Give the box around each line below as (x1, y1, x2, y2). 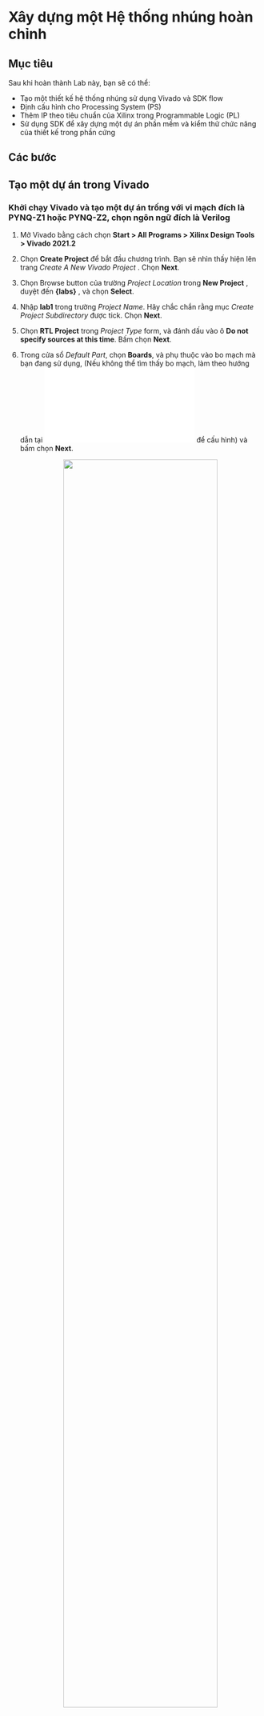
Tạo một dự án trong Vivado (8, 178, 150, 191)
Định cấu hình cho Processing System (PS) (19, 102, 162, 111)
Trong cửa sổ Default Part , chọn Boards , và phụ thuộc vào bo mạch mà (19, 350, 256, 360)
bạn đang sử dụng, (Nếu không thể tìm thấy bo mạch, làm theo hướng (19, 358, 250, 368)
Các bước (8, 150, 58, 164)
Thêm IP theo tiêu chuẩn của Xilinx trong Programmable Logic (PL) (19, 110, 240, 120)
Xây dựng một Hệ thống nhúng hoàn (8, 8, 254, 26)
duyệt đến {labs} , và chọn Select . (19, 286, 134, 296)
